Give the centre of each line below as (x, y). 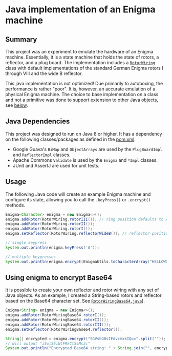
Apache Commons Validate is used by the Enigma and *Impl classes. (85, 160)
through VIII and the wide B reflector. (44, 73)
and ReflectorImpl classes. (41, 155)
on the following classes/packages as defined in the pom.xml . (70, 139)
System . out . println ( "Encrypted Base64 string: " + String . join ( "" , (79, 348)
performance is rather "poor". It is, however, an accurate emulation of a (80, 89)
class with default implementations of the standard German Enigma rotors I (84, 68)
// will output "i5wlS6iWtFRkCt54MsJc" (48, 343)
